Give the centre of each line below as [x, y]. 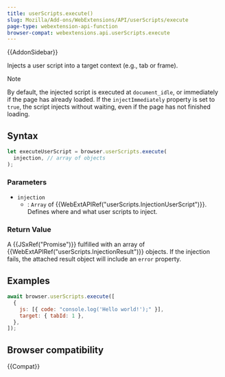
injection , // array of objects [60, 158]
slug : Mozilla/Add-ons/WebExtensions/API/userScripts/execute [98, 20]
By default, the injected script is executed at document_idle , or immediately [113, 92]
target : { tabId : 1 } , [52, 316]
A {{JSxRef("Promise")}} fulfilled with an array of [76, 244]
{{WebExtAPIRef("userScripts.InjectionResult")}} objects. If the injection [109, 252]
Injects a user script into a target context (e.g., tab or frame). [93, 65]
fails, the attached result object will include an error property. [94, 259]
